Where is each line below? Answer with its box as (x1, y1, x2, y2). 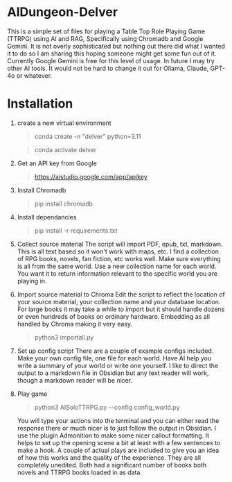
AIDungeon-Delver (7, 4, 118, 20)
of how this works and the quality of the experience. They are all (17, 453, 202, 462)
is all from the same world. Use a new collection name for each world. (17, 262, 217, 270)
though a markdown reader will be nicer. (17, 376, 133, 384)
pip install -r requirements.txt (34, 226, 118, 235)
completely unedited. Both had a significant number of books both (17, 460, 206, 469)
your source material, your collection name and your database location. (17, 297, 221, 306)
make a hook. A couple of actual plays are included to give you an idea (17, 446, 220, 454)
